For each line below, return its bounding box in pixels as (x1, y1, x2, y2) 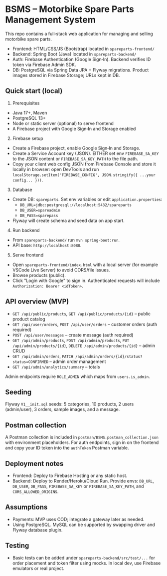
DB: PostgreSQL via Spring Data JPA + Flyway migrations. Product (12, 66, 149, 73)
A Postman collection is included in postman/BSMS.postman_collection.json (5, 434, 159, 440)
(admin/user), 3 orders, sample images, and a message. (5, 406, 120, 412)
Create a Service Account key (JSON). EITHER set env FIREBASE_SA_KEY (12, 150, 159, 156)
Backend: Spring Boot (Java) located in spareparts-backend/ (12, 51, 137, 57)
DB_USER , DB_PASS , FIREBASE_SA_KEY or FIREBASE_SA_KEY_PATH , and (12, 483, 144, 489)
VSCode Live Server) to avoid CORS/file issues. (12, 266, 110, 273)
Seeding (5, 387, 32, 396)
